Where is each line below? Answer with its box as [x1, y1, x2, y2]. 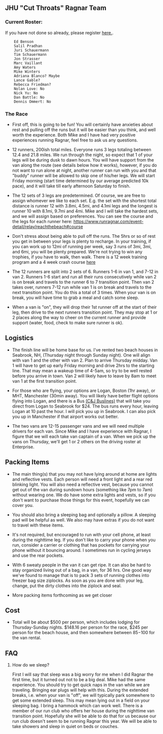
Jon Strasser [14, 56, 41, 61]
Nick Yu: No [14, 91, 38, 95]
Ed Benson [14, 39, 34, 44]
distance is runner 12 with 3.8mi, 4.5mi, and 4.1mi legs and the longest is [12, 203, 158, 208]
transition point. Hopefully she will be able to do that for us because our [12, 713, 157, 719]
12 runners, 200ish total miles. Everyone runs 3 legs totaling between [12, 146, 151, 152]
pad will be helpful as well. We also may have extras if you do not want [12, 517, 155, 523]
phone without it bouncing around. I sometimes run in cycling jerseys [12, 547, 151, 553]
